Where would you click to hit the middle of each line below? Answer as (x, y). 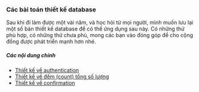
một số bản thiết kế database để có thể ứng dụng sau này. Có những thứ (95, 29)
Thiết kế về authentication (47, 70)
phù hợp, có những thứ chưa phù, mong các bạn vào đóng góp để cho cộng (99, 35)
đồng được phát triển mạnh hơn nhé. (51, 42)
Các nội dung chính (31, 55)
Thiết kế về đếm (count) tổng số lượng (62, 76)
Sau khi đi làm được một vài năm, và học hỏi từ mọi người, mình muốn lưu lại (100, 23)
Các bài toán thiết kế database (51, 10)
